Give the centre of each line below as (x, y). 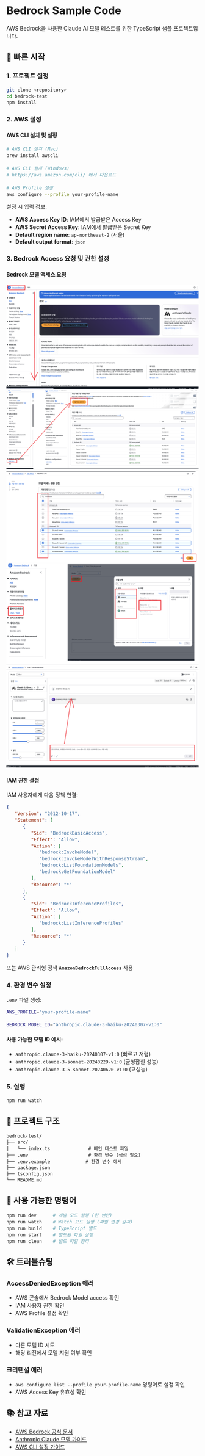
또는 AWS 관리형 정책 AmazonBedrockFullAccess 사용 (70, 968)
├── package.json (28, 1168)
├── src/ (17, 1142)
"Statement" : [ (34, 820)
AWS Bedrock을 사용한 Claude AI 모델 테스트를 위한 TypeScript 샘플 (89, 28)
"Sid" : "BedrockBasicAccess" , (69, 833)
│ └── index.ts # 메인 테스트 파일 (67, 1149)
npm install (21, 103)
